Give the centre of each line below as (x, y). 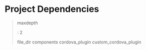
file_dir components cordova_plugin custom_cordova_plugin (79, 42)
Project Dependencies (52, 9)
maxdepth (27, 23)
